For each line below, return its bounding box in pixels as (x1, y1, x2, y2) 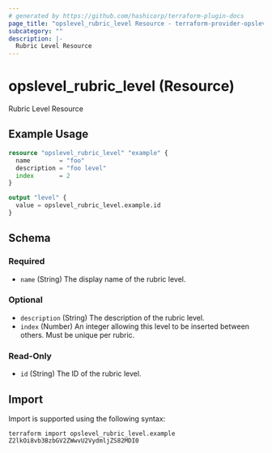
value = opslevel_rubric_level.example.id (15, 201, 161, 209)
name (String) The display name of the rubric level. (19, 274, 186, 284)
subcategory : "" (8, 27, 63, 35)
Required (8, 256, 45, 267)
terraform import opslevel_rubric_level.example (8, 429, 176, 438)
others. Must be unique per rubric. (19, 330, 135, 339)
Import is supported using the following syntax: (8, 413, 166, 423)
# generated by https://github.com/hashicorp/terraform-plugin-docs (8, 11, 244, 20)
